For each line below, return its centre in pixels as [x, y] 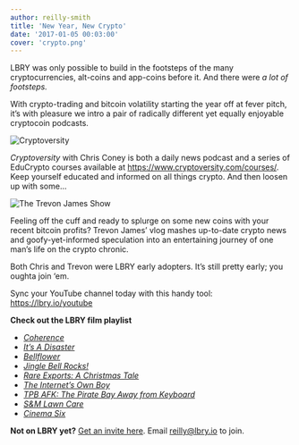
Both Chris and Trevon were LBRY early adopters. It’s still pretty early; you [147, 267]
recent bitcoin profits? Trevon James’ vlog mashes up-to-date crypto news [149, 231]
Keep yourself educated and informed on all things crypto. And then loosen [149, 177]
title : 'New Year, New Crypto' [68, 26]
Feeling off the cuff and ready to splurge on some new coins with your [140, 221]
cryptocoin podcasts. [49, 123]
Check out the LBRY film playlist [71, 320]
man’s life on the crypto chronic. [69, 249]
